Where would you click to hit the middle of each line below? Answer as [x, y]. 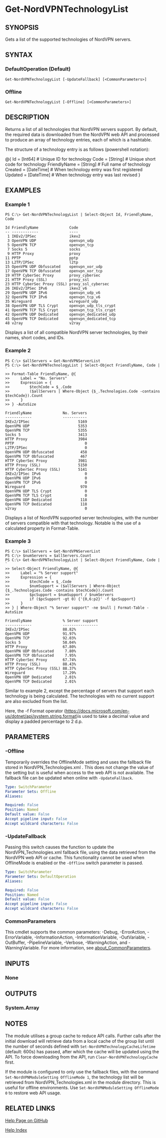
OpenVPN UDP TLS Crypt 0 [46, 491]
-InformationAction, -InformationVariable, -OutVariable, [90, 937]
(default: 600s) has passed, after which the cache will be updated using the [82, 1051]
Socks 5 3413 [46, 435]
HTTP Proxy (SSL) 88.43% [41, 664]
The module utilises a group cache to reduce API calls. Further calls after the [83, 1036]
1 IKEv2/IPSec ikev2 [44, 237]
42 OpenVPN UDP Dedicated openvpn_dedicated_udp [61, 315]
